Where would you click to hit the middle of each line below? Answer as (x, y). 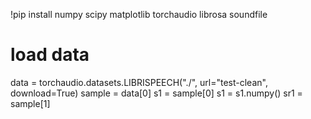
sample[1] (30, 103)
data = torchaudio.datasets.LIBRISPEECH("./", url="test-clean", (139, 82)
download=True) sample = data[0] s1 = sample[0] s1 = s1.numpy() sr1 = (156, 93)
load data (50, 55)
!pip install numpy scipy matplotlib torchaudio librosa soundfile (139, 14)
